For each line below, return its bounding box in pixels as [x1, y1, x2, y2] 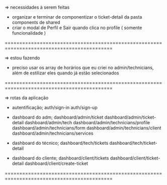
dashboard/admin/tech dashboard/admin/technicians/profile [24, 120, 150, 125]
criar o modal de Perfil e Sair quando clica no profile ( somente [12, 25, 142, 31]
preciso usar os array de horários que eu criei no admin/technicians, [12, 65, 154, 70]
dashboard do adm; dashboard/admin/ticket [12, 114, 104, 120]
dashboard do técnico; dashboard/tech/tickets [12, 140, 109, 146]
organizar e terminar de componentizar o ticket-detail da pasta [12, 14, 142, 20]
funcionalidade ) [12, 30, 46, 36]
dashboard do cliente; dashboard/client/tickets [12, 155, 109, 161]
